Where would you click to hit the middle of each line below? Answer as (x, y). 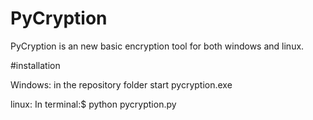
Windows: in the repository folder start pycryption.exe (121, 84)
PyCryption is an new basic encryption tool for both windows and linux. (157, 46)
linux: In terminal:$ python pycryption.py (93, 104)
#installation (35, 65)
